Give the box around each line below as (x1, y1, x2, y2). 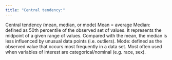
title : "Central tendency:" (5, 7, 66, 13)
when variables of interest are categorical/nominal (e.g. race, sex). (5, 49, 146, 55)
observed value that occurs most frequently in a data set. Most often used (5, 43, 162, 49)
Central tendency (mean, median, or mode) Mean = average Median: (5, 22, 150, 28)
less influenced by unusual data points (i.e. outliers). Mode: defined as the (5, 38, 162, 44)
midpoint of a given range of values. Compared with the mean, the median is (5, 32, 167, 38)
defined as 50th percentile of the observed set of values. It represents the (5, 27, 162, 33)
